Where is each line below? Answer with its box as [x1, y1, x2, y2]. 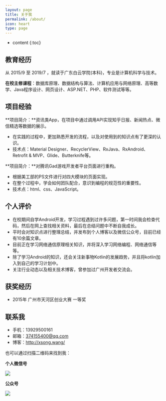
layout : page [5, 7, 32, 12]
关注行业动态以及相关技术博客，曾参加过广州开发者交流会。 [12, 266, 135, 272]
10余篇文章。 [16, 235, 44, 241]
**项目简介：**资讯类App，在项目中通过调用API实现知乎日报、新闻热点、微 [5, 116, 161, 122]
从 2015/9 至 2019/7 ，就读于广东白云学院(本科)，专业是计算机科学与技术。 [5, 69, 160, 75]
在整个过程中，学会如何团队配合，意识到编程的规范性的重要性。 [12, 179, 144, 185]
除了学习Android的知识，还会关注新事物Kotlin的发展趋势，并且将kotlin [12, 253, 156, 260]
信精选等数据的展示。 [5, 123, 49, 129]
